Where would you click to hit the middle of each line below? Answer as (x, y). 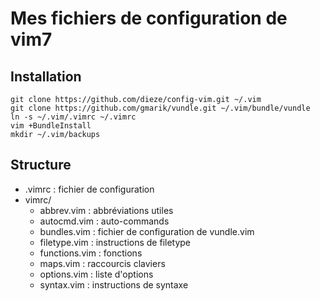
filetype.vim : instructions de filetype (115, 242)
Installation (46, 76)
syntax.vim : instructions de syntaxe (114, 284)
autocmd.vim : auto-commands (104, 221)
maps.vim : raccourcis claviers (102, 263)
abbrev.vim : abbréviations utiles (106, 210)
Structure (41, 165)
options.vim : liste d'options (96, 274)
